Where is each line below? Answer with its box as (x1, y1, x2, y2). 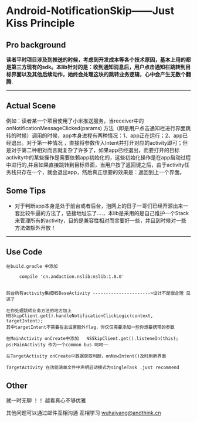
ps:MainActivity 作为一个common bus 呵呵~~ (6, 342, 108, 348)
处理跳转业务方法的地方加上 (14, 308, 72, 314)
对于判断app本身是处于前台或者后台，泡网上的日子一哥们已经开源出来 (14, 202, 184, 209)
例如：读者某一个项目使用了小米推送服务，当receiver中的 (6, 117, 144, 124)
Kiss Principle (6, 16, 75, 30)
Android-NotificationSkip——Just (6, 4, 175, 18)
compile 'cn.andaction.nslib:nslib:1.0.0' (19, 274, 125, 280)
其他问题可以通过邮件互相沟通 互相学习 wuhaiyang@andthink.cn (6, 409, 161, 417)
